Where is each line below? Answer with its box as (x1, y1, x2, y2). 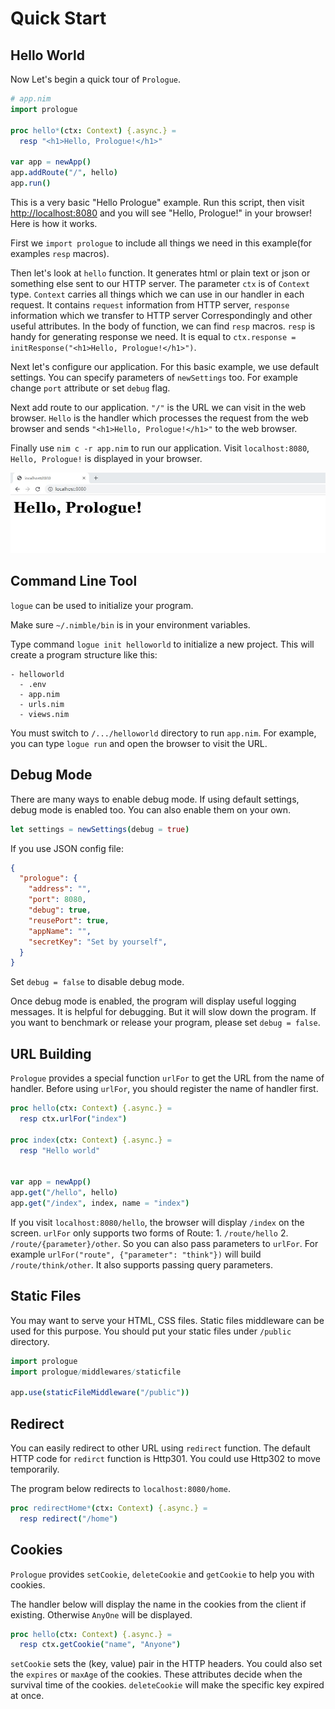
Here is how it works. (10, 217, 98, 229)
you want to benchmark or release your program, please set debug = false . (10, 1017, 321, 1029)
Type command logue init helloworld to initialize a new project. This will (10, 638, 315, 650)
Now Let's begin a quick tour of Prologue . (10, 73, 182, 85)
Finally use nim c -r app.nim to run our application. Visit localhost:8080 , (10, 442, 310, 454)
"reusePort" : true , (28, 915, 110, 926)
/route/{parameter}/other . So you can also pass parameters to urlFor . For (10, 1237, 319, 1249)
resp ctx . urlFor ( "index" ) (19, 1113, 128, 1124)
